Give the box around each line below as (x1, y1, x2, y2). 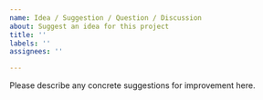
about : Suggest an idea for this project (9, 22, 170, 31)
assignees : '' (9, 47, 64, 56)
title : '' (9, 30, 47, 39)
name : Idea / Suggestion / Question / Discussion (9, 13, 203, 23)
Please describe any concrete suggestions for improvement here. (9, 80, 256, 91)
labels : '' (9, 38, 51, 48)
